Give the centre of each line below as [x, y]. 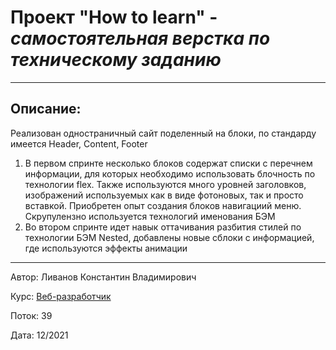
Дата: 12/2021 [39, 335]
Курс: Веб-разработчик [61, 296]
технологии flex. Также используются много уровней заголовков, [165, 184]
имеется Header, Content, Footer [79, 143]
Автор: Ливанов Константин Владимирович [103, 277]
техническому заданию [116, 60]
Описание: [46, 109]
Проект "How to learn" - [114, 17]
